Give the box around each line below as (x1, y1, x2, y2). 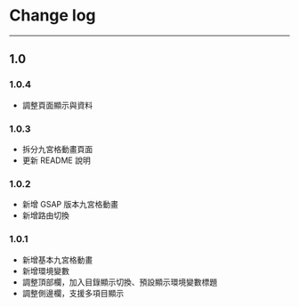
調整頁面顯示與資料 (21, 100, 93, 110)
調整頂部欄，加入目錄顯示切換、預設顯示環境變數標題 (21, 277, 218, 287)
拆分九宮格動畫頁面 (21, 143, 93, 154)
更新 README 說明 (21, 155, 91, 166)
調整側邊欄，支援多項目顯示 (21, 287, 125, 298)
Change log (9, 5, 96, 26)
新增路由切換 (21, 210, 69, 221)
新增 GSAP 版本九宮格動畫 (21, 199, 118, 210)
